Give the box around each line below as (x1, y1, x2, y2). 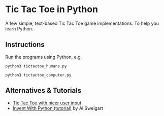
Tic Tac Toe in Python (5, 4, 98, 15)
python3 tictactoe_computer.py (5, 72, 72, 78)
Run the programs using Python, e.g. (5, 54, 82, 60)
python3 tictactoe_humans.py (5, 63, 67, 69)
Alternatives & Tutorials (5, 86, 82, 95)
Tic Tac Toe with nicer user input (12, 100, 82, 106)
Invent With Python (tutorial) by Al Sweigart (12, 105, 103, 111)
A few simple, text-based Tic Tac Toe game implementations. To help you (5, 20, 159, 26)
